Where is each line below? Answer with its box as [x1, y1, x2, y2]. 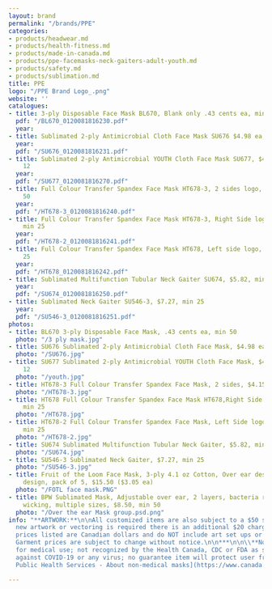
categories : [8, 27, 49, 35]
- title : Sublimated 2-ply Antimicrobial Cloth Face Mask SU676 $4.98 [8, 132, 252, 140]
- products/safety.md [8, 65, 82, 73]
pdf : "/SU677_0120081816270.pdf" [15, 177, 129, 186]
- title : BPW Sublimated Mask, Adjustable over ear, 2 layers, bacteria [8, 493, 259, 502]
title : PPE [8, 79, 45, 87]
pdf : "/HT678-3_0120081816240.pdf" [15, 207, 136, 215]
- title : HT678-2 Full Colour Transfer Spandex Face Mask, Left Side [8, 418, 249, 426]
